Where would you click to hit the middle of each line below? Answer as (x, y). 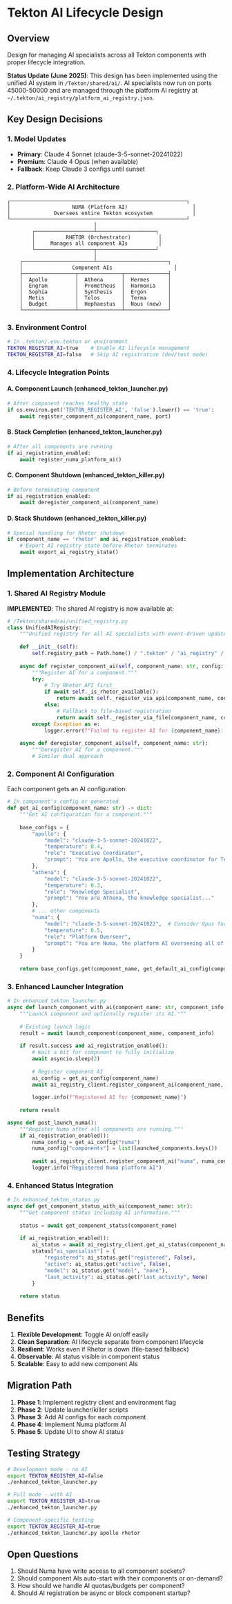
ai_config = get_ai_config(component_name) (95, 1078)
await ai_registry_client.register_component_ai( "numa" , (115, 1161)
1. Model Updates (37, 139)
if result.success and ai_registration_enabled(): (94, 1046)
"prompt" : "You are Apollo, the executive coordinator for (130, 860)
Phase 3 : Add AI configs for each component (81, 1417)
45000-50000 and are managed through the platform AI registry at (103, 90)
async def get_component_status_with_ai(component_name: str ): (100, 1206)
